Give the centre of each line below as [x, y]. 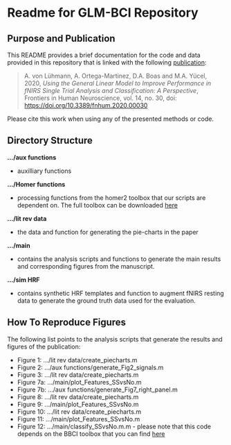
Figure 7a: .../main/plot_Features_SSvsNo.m [79, 382]
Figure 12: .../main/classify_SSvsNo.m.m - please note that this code [114, 426]
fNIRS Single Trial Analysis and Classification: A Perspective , [111, 91]
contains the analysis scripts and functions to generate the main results [119, 259]
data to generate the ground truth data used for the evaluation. [106, 301]
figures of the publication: [44, 346]
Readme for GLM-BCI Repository [103, 13]
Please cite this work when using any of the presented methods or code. [111, 119]
